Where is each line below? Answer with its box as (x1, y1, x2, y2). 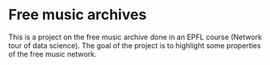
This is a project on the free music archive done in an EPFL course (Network (8, 32, 263, 42)
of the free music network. (8, 49, 97, 59)
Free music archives (8, 6, 147, 24)
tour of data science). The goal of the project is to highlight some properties (8, 40, 261, 50)
